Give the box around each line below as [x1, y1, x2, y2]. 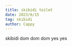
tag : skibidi [5, 17, 33, 22]
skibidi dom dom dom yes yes [5, 35, 67, 41]
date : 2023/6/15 [5, 12, 39, 17]
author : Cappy [5, 21, 35, 27]
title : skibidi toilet [5, 7, 53, 13]
